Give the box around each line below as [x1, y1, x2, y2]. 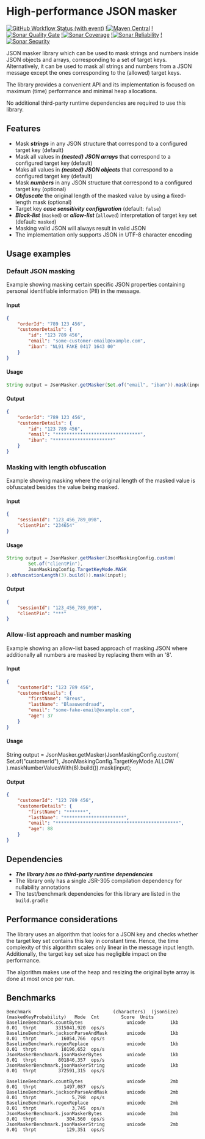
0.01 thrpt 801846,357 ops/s [6, 1057, 105, 1064]
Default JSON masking [6, 267, 75, 276]
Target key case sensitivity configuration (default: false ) [15, 205, 162, 212]
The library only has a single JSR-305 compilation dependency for [15, 877, 182, 884]
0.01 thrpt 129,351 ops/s [6, 1127, 105, 1133]
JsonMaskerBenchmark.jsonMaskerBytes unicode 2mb [6, 1111, 179, 1117]
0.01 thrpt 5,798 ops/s [6, 1095, 105, 1101]
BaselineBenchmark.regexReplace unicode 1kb [6, 1041, 179, 1047]
